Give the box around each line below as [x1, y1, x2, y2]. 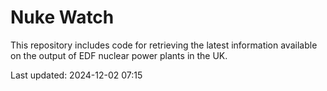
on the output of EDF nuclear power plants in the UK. [10, 49, 228, 61]
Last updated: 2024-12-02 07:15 [10, 69, 143, 81]
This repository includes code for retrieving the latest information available [10, 39, 318, 51]
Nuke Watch [10, 6, 115, 29]
